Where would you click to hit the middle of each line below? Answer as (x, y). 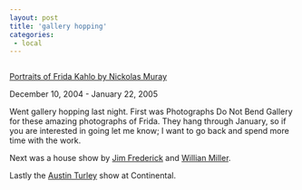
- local (28, 43)
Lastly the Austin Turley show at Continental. (93, 176)
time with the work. (45, 140)
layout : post (34, 18)
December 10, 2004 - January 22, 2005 (84, 94)
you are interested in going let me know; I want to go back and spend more (150, 131)
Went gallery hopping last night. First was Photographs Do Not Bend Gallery (151, 112)
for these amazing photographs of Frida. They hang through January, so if (148, 121)
